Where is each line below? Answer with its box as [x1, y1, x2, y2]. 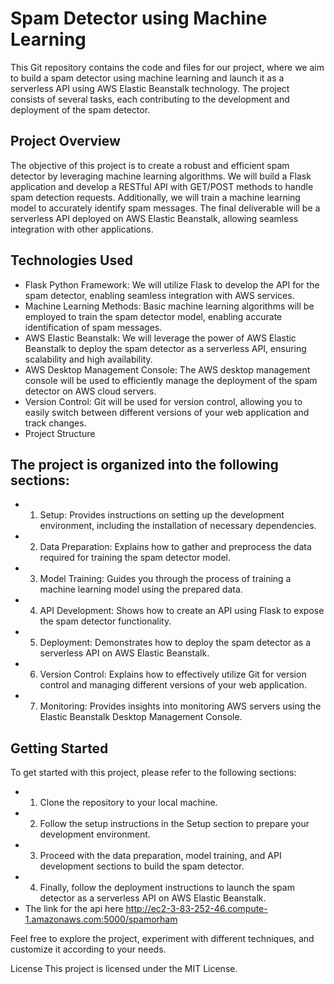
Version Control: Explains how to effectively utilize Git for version [39, 668, 307, 681]
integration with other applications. [10, 223, 154, 235]
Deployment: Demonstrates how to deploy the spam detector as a [39, 637, 312, 649]
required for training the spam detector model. [39, 552, 231, 564]
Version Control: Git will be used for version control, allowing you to [24, 395, 303, 407]
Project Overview [10, 133, 121, 150]
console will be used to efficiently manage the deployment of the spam [24, 374, 318, 386]
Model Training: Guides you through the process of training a [39, 573, 292, 585]
